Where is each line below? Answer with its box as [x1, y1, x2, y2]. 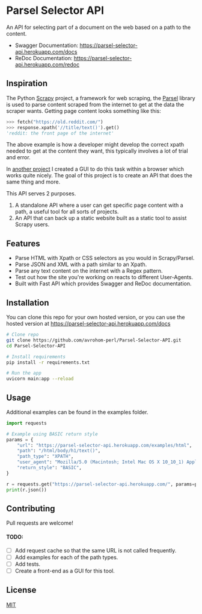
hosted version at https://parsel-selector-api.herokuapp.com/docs [6, 320, 171, 327]
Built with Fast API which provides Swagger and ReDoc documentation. [14, 280, 192, 287]
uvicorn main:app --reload [6, 376, 74, 382]
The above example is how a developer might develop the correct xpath [6, 141, 185, 148]
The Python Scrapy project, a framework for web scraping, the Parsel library [6, 94, 195, 101]
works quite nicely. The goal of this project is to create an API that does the [6, 172, 192, 179]
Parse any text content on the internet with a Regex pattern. [14, 267, 164, 274]
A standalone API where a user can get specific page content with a [14, 201, 183, 209]
